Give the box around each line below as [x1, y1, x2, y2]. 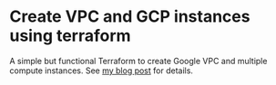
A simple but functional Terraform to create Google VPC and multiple [9, 55, 268, 66]
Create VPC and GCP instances [9, 6, 250, 27]
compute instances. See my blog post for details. [9, 65, 194, 76]
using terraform [9, 25, 131, 46]
